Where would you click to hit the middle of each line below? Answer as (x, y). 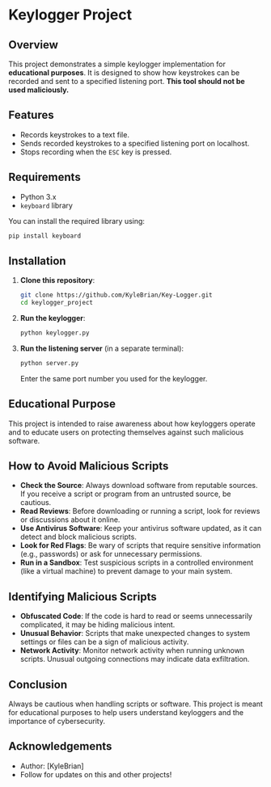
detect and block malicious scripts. (78, 537)
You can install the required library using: (77, 221)
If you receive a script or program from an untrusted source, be (125, 494)
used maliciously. (39, 90)
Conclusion (38, 684)
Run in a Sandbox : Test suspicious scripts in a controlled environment (137, 562)
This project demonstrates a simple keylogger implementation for (117, 64)
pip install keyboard (45, 236)
